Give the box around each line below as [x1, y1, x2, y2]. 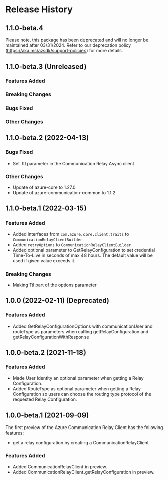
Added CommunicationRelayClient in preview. [12, 463, 107, 470]
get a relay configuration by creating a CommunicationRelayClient [12, 440, 149, 446]
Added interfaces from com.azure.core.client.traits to [12, 231, 129, 237]
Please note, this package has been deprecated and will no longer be [5, 37, 149, 43]
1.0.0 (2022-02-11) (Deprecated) [5, 296, 109, 305]
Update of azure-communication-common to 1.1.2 [12, 190, 116, 196]
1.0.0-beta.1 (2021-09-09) [5, 411, 89, 419]
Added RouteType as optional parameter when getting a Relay [12, 386, 141, 392]
